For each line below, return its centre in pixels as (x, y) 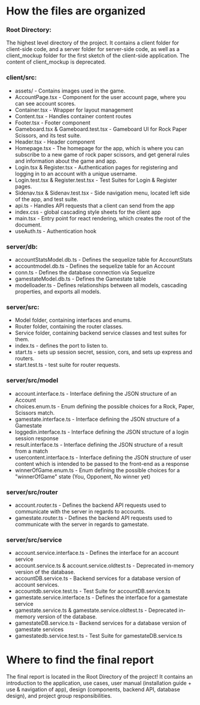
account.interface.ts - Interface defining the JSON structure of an (96, 393)
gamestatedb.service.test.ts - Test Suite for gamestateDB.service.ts (99, 636)
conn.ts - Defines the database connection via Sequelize (85, 273)
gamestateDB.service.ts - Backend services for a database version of (101, 623)
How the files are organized (76, 11)
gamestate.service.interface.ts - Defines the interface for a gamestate (101, 598)
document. (28, 225)
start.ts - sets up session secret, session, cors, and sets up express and (104, 352)
